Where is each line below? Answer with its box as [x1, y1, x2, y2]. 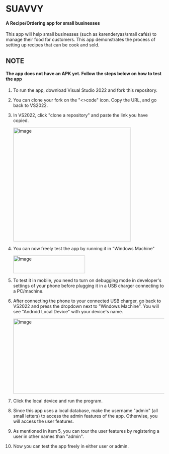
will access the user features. [13, 418, 74, 424]
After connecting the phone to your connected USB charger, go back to [13, 298, 161, 304]
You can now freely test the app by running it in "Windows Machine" [13, 245, 155, 251]
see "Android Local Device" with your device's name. [13, 308, 123, 314]
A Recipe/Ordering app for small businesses [6, 20, 100, 26]
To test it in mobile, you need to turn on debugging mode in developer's [13, 277, 161, 283]
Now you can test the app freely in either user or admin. [13, 443, 129, 449]
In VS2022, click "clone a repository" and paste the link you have [13, 112, 148, 118]
